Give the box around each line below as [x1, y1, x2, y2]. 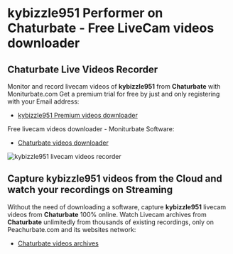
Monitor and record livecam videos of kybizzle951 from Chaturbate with [7, 82, 221, 90]
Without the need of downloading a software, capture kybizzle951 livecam [7, 202, 226, 211]
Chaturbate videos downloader [17, 138, 109, 147]
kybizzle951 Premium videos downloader [17, 111, 139, 119]
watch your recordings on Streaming [7, 184, 173, 196]
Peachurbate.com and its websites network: [7, 225, 136, 233]
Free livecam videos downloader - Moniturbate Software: [7, 125, 175, 133]
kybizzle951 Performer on [7, 5, 163, 21]
